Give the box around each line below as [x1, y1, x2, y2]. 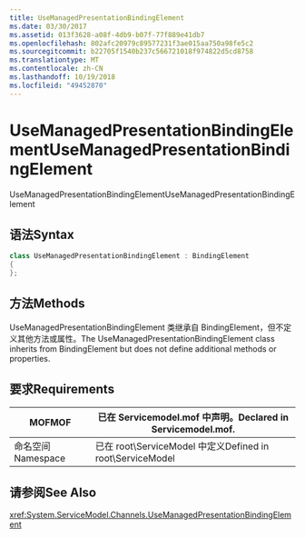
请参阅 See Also [9, 485, 97, 501]
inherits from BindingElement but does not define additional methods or [9, 343, 277, 354]
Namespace [14, 452, 66, 464]
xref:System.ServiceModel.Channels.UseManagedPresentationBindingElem [9, 510, 292, 521]
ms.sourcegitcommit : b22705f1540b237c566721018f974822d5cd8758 [9, 47, 254, 56]
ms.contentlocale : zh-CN [9, 65, 103, 74]
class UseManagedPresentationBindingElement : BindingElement [9, 252, 250, 261]
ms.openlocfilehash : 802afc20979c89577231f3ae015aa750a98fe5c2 [9, 38, 254, 48]
